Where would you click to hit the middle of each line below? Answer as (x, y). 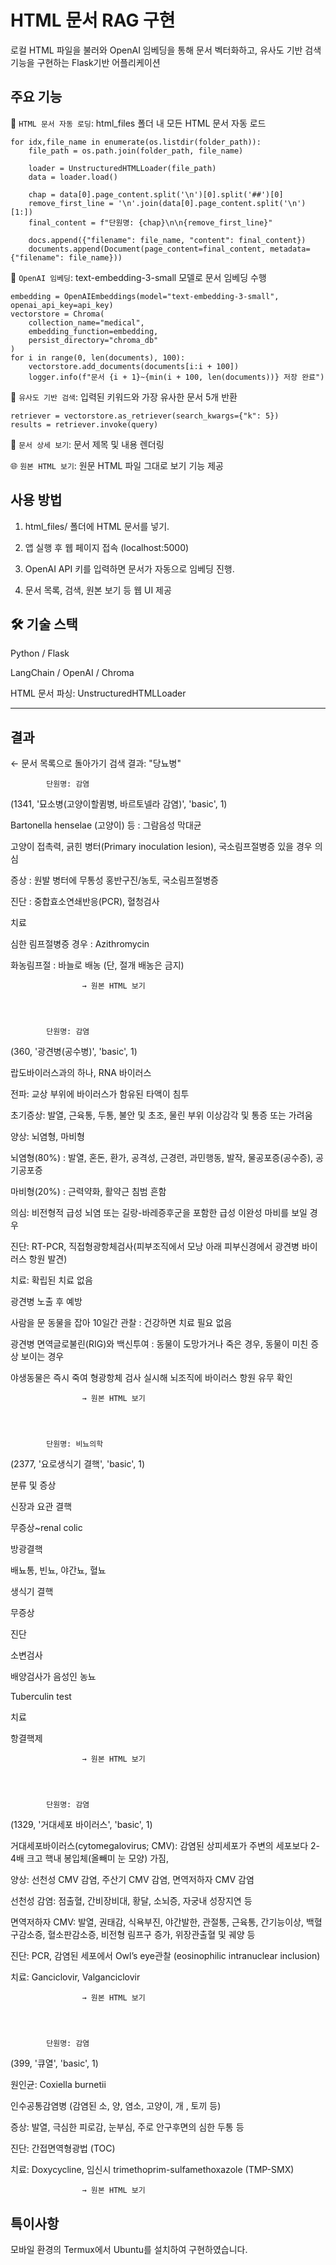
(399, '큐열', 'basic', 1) (54, 2063)
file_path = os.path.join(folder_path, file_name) (136, 151)
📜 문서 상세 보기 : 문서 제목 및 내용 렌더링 (87, 444)
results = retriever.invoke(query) (84, 424)
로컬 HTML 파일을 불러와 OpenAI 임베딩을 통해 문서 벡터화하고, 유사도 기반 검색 (166, 50)
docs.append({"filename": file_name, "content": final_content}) (167, 240)
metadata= (290, 249)
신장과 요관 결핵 (41, 1507)
